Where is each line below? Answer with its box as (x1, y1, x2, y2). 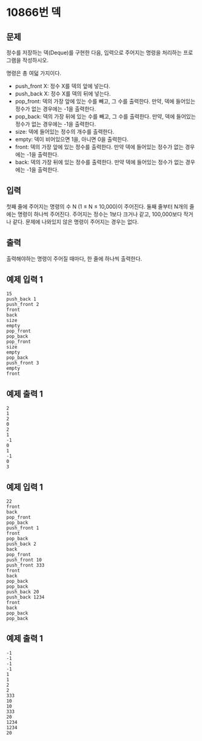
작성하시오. (22, 57, 49, 64)
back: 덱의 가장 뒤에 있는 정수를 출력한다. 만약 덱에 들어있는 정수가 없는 (15, 159, 184, 165)
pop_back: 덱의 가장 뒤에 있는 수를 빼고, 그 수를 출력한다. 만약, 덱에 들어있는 (15, 113, 196, 120)
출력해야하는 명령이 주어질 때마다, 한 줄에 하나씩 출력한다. (6, 255, 143, 262)
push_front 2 (6, 302, 39, 308)
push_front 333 (6, 562, 45, 569)
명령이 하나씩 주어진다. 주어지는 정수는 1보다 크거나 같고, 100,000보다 (17, 210, 183, 218)
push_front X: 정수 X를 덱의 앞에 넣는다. (15, 83, 110, 89)
